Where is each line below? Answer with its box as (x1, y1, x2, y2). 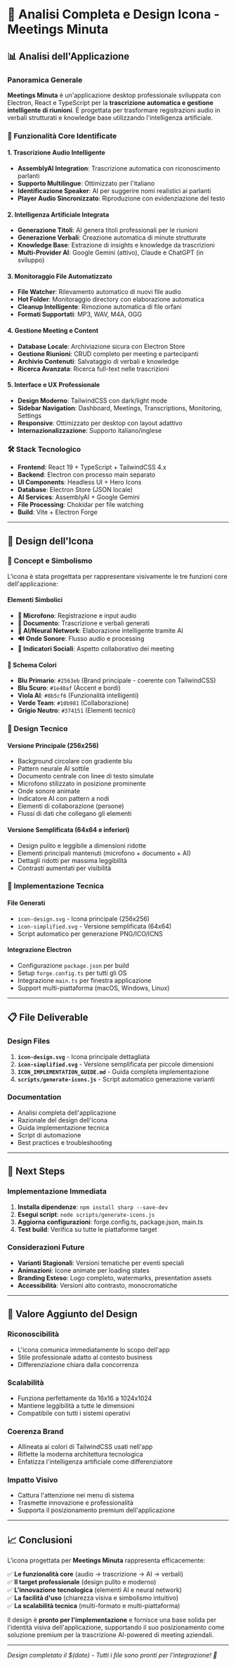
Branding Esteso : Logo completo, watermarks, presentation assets (17, 1273, 212, 1282)
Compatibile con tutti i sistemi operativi (17, 1409, 131, 1417)
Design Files (7, 1036, 51, 1046)
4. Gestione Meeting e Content (7, 326, 99, 334)
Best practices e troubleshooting (17, 1138, 112, 1146)
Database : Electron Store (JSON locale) (17, 486, 133, 494)
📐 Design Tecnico (7, 724, 68, 734)
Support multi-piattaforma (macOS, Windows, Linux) (17, 984, 170, 992)
